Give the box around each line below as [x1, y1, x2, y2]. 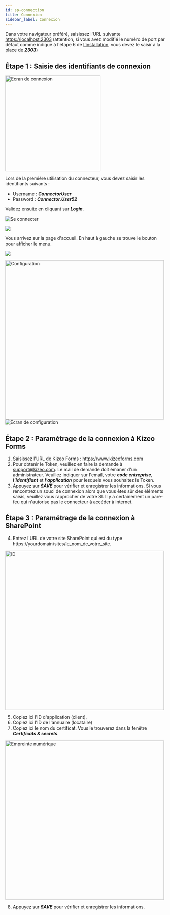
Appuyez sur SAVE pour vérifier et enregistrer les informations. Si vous [12, 482, 161, 489]
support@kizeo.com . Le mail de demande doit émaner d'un [12, 467, 137, 472]
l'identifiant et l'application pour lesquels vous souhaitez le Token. [12, 477, 155, 483]
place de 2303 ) [5, 47, 38, 53]
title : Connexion [5, 12, 42, 17]
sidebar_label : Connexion [5, 17, 60, 22]
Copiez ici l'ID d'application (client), [12, 714, 87, 720]
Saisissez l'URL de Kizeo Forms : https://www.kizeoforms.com [12, 455, 144, 462]
